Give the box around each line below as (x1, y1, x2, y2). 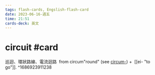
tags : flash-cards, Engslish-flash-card (5, 7, 89, 12)
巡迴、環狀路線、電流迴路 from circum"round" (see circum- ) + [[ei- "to (5, 59, 151, 65)
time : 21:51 (5, 16, 29, 21)
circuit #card (5, 42, 58, 53)
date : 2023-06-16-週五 (5, 12, 50, 17)
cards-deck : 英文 (5, 21, 39, 26)
